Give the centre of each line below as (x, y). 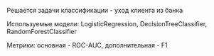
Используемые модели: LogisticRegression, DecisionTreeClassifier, (107, 24)
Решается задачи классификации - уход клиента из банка (95, 10)
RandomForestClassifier (42, 32)
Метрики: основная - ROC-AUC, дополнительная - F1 (87, 45)
